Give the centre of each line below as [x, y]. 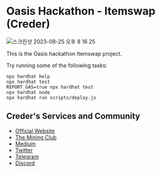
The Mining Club [36, 137]
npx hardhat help [28, 76]
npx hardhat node [28, 92]
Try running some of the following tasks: [57, 65]
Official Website [35, 131]
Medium [26, 144]
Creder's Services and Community [73, 116]
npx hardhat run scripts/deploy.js [51, 98]
